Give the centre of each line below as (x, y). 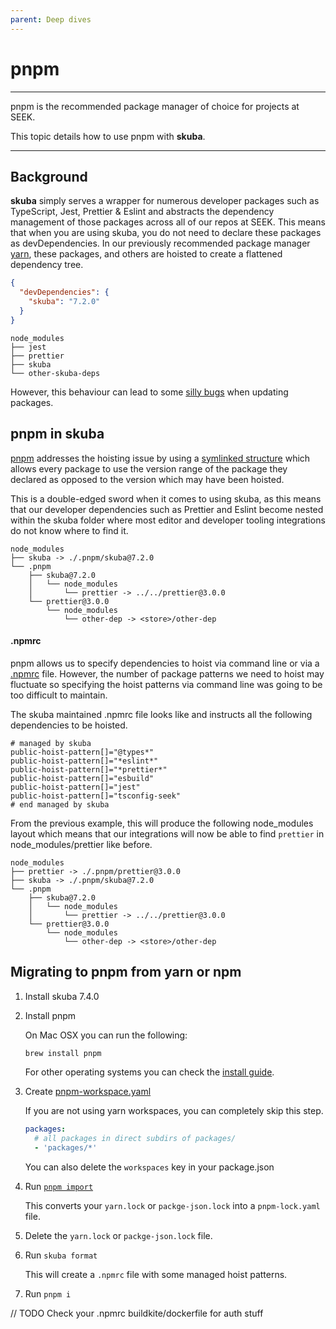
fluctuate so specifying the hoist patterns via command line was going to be (166, 684)
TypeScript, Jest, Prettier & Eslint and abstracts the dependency (142, 212)
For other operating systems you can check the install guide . (149, 1072)
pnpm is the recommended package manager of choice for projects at (155, 106)
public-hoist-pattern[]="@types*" (82, 752)
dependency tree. (47, 265)
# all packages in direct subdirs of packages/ (135, 1139)
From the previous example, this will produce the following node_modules (162, 823)
